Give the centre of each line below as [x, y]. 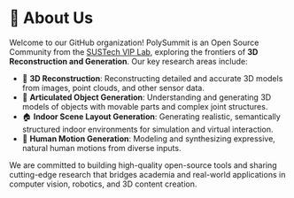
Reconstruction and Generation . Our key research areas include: [128, 61]
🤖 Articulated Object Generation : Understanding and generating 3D [147, 97]
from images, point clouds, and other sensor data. [113, 88]
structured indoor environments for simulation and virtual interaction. [147, 129]
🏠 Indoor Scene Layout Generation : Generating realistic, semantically [151, 116]
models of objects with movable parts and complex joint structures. [145, 106]
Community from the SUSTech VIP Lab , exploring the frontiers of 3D [134, 51]
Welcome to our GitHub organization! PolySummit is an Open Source [134, 42]
